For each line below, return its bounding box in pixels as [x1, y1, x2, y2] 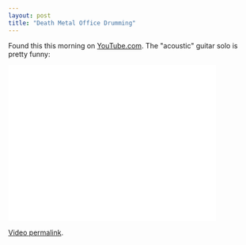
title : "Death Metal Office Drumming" [8, 19, 136, 27]
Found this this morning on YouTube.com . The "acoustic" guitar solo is [8, 40, 238, 50]
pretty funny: [8, 49, 51, 59]
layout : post [8, 11, 51, 20]
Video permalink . [8, 228, 64, 237]
